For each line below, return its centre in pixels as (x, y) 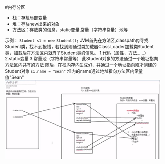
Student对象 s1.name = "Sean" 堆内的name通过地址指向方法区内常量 (74, 71)
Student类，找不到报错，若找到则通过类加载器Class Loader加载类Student (79, 46)
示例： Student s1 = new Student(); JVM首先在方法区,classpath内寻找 (77, 40)
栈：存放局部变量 (29, 18)
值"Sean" (14, 77)
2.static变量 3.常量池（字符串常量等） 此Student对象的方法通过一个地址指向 (82, 59)
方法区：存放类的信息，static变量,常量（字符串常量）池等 (70, 30)
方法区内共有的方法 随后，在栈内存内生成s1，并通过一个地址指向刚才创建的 (81, 65)
